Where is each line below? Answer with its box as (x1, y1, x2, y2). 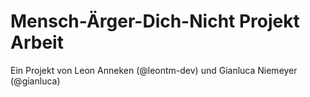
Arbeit (10, 31, 64, 54)
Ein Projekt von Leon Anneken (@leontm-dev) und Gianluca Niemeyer (10, 64, 298, 76)
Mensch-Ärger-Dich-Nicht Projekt (10, 10, 300, 33)
